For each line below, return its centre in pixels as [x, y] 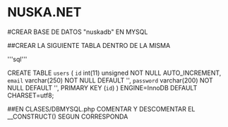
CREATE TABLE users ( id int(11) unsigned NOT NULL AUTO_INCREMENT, [114, 73]
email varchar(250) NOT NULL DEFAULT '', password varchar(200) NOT [110, 80]
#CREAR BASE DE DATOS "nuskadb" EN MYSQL [78, 32]
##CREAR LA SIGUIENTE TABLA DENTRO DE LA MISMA [89, 45]
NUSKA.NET [44, 12]
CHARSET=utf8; [31, 95]
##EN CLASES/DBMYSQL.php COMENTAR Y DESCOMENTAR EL [101, 109]
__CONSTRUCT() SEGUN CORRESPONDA [68, 116]
